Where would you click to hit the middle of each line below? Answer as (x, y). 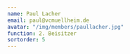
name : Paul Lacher (34, 14)
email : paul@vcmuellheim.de (48, 20)
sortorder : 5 (26, 40)
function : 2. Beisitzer (42, 33)
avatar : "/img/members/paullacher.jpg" (66, 27)
